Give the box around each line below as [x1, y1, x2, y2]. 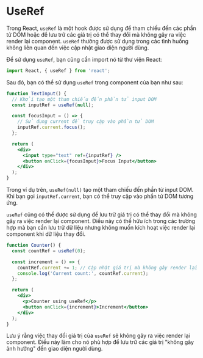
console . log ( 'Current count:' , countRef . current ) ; [17, 270, 149, 276]
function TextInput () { [6, 90, 67, 97]
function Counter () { [6, 243, 62, 249]
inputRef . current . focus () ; [17, 124, 86, 131]
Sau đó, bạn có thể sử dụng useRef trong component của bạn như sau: [6, 78, 183, 86]
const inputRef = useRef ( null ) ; [12, 102, 94, 108]
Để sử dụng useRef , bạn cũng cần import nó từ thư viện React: [6, 56, 163, 63]
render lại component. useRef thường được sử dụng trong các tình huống [6, 37, 189, 45]
